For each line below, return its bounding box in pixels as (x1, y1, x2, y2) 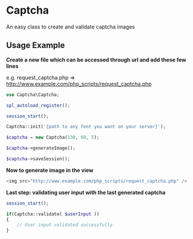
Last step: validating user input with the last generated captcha (6, 189, 166, 196)
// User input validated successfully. (17, 222, 116, 228)
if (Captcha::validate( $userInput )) (6, 211, 100, 217)
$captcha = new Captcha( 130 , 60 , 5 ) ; (6, 135, 100, 141)
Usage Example (6, 40, 65, 50)
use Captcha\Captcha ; (6, 91, 60, 98)
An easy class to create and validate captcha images (6, 23, 135, 30)
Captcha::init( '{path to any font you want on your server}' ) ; (6, 124, 166, 130)
